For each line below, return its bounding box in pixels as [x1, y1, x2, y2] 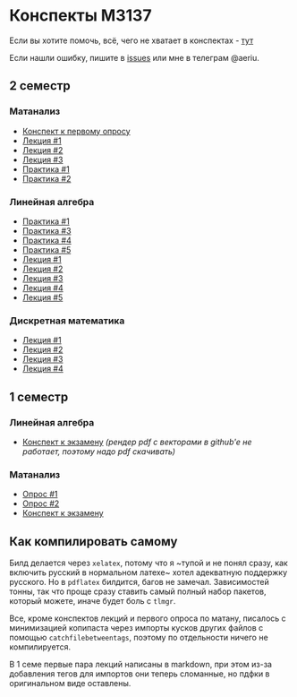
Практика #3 [21, 225, 72, 236]
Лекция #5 [21, 292, 64, 303]
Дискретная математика [9, 314, 125, 327]
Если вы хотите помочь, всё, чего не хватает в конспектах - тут [9, 35, 254, 46]
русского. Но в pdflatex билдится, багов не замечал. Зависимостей [9, 577, 270, 588]
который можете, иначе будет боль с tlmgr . [9, 596, 176, 607]
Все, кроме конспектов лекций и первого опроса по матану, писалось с [9, 613, 286, 624]
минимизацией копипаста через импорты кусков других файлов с [9, 623, 264, 633]
